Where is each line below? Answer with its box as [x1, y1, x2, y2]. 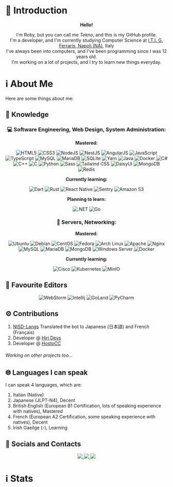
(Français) [12, 329, 35, 336]
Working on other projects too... [5, 352, 73, 358]
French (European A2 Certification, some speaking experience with [12, 414, 156, 420]
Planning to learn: [67, 196, 106, 202]
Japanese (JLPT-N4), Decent [12, 397, 76, 404]
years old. [76, 54, 97, 60]
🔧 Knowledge [5, 110, 49, 119]
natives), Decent [12, 419, 48, 425]
